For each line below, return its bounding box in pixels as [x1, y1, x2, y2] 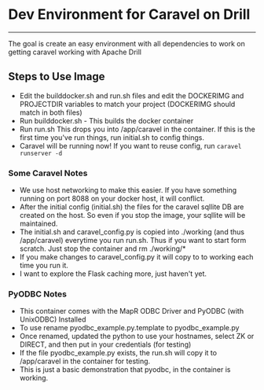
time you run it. [19, 261, 69, 270]
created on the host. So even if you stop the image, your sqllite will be [19, 211, 246, 220]
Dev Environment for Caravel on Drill [8, 6, 251, 24]
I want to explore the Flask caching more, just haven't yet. [19, 269, 207, 278]
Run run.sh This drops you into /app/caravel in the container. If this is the [19, 124, 255, 134]
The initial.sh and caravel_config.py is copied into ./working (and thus [19, 227, 245, 237]
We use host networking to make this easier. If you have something [19, 186, 237, 195]
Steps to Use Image [8, 70, 105, 83]
